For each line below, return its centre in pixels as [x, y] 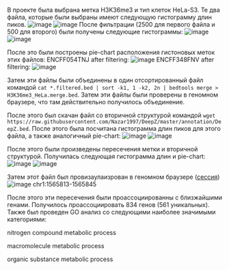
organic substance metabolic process [60, 259]
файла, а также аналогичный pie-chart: [64, 136]
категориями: [27, 219]
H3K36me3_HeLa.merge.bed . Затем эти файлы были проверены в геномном [113, 95]
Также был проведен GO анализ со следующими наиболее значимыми [111, 212]
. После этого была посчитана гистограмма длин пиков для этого [124, 128]
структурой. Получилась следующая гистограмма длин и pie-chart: [106, 156]
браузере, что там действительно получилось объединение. [96, 102]
